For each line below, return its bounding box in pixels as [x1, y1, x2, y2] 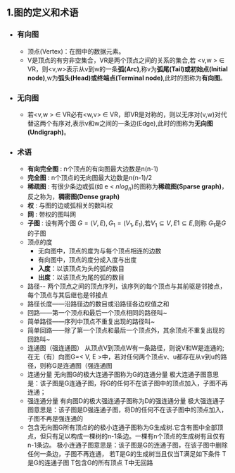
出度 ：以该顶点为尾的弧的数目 [37, 273, 125, 281]
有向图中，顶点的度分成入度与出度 [37, 255, 137, 263]
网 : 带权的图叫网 [27, 210, 77, 219]
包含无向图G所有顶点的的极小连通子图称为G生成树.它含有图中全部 [27, 423, 217, 431]
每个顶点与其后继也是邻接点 [27, 290, 108, 299]
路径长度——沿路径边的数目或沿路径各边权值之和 [27, 299, 170, 308]
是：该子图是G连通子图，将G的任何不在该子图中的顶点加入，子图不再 [27, 378, 228, 387]
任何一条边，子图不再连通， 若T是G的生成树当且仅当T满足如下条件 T [27, 449, 227, 457]
